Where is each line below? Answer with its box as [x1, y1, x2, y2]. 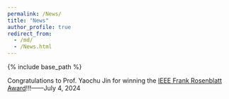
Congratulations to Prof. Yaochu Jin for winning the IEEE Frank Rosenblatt [7, 76, 222, 85]
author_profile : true [7, 23, 72, 30]
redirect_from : [7, 30, 52, 37]
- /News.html [13, 43, 52, 50]
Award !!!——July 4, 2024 [7, 84, 81, 92]
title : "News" [7, 17, 50, 24]
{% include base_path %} [7, 63, 82, 71]
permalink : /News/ [7, 10, 62, 18]
